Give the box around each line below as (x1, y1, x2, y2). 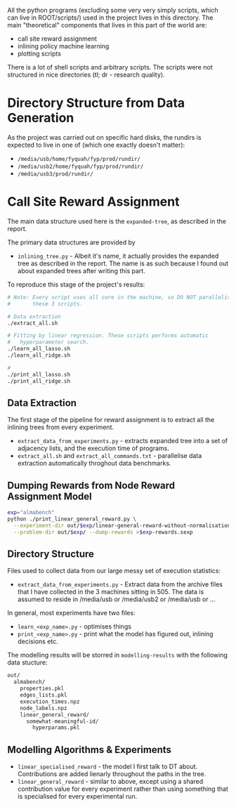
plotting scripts (17, 49, 62, 58)
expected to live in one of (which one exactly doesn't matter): (7, 140, 185, 149)
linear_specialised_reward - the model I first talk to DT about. (17, 762, 198, 771)
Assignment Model (7, 490, 93, 502)
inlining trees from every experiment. (7, 423, 114, 431)
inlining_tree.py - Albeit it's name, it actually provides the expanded (17, 251, 219, 260)
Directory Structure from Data (7, 95, 185, 111)
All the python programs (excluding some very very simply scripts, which (7, 6, 219, 14)
